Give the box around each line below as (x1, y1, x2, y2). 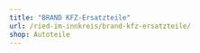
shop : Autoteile (9, 30, 70, 39)
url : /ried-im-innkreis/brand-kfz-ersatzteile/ (9, 22, 192, 31)
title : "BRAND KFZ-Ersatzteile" (9, 13, 131, 22)
